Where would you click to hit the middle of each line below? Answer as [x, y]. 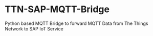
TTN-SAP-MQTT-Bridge [57, 9]
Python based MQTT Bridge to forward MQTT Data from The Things [77, 23]
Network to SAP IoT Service [34, 28]
